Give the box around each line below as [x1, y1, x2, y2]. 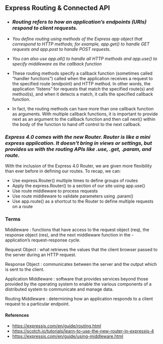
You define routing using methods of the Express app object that [12, 36, 143, 42]
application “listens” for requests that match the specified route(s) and [12, 86, 154, 92]
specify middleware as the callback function [12, 61, 102, 66]
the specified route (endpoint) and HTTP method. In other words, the [12, 81, 151, 86]
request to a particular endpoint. [5, 301, 70, 307]
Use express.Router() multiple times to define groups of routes [12, 177, 138, 183]
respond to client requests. [12, 24, 78, 31]
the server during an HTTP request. [5, 252, 77, 258]
